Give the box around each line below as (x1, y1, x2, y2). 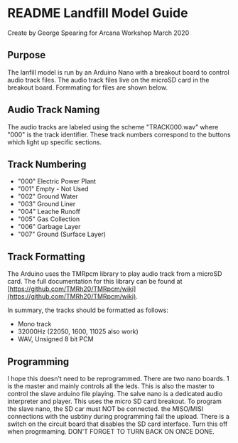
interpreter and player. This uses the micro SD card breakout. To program (7, 397, 222, 405)
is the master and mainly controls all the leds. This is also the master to (7, 382, 215, 390)
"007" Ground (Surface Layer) (17, 230, 107, 239)
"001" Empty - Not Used (17, 185, 89, 193)
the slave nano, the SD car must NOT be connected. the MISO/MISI (7, 405, 204, 413)
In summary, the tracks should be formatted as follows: (7, 306, 168, 314)
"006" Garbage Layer (17, 223, 81, 231)
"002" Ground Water (17, 192, 78, 201)
